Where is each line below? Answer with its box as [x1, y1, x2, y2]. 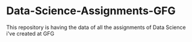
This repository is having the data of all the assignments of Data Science [6, 24, 186, 31]
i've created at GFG [6, 30, 55, 37]
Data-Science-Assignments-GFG [6, 4, 176, 18]
